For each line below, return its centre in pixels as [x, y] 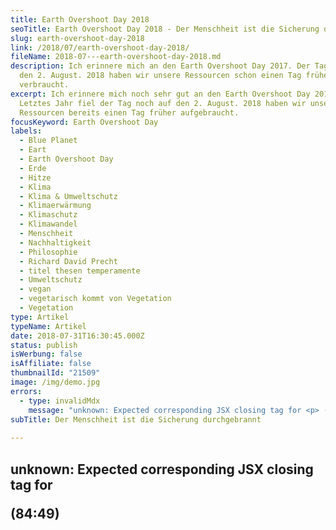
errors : [26, 391]
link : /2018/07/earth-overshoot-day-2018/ [100, 47]
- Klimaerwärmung [55, 206]
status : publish [44, 345]
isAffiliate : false [51, 364]
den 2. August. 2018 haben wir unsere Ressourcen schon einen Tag [160, 76]
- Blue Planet [48, 141]
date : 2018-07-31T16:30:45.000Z [77, 336]
